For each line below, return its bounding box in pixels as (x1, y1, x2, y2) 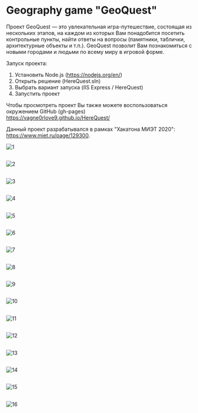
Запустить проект (14, 90, 60, 97)
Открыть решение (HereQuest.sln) (14, 78, 101, 85)
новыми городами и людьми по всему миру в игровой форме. (6, 48, 164, 55)
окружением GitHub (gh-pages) (6, 108, 86, 115)
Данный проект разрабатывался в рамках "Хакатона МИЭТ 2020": (6, 125, 176, 133)
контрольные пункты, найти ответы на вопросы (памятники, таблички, (6, 36, 185, 43)
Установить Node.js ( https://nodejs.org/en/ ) (14, 71, 123, 78)
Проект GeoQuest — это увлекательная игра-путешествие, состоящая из (6, 23, 192, 30)
